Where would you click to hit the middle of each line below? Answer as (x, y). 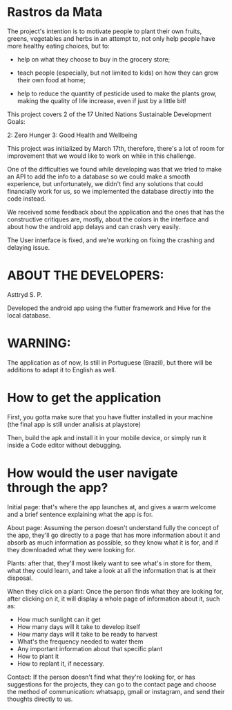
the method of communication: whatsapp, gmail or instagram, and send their (116, 691)
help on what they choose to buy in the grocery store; (94, 59)
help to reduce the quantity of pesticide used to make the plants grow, (117, 93)
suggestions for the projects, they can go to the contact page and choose (112, 684)
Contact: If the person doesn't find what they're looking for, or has (101, 677)
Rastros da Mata (55, 12)
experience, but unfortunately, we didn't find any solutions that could (105, 183)
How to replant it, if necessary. (61, 663)
